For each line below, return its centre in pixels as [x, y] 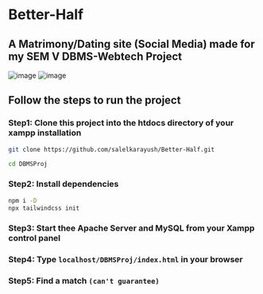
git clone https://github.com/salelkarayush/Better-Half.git [112, 149]
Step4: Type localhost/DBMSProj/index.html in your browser [126, 260]
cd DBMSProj [28, 164]
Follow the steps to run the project [95, 101]
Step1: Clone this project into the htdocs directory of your [121, 123]
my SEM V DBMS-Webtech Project [95, 56]
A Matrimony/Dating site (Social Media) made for [132, 44]
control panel [35, 238]
